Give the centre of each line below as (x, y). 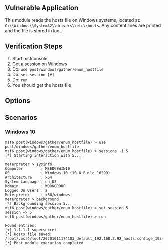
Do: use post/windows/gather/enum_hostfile (58, 69)
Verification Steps (34, 47)
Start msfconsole (30, 58)
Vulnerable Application (42, 8)
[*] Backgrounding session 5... (39, 204)
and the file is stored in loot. (34, 31)
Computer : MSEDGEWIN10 (38, 169)
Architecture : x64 (29, 177)
